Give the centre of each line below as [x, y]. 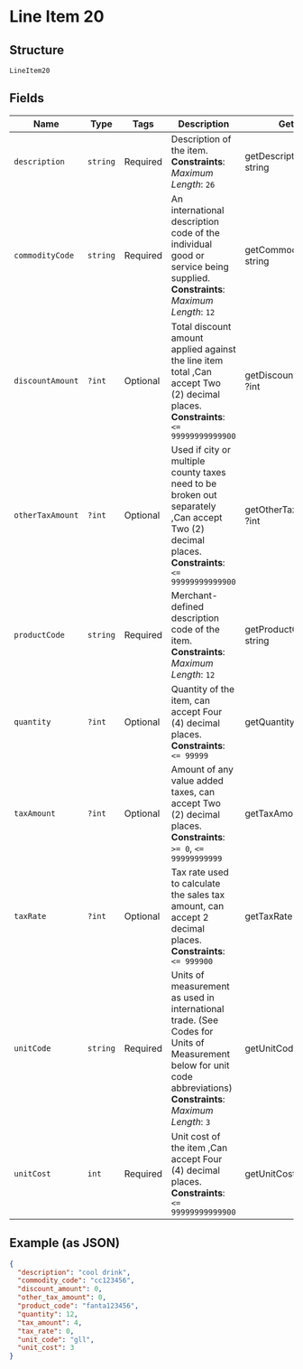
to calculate [196, 883]
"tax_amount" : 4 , [50, 1322]
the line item [197, 361]
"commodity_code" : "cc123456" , [76, 1280]
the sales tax [198, 895]
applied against [203, 349]
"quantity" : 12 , [48, 1314]
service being [200, 267]
